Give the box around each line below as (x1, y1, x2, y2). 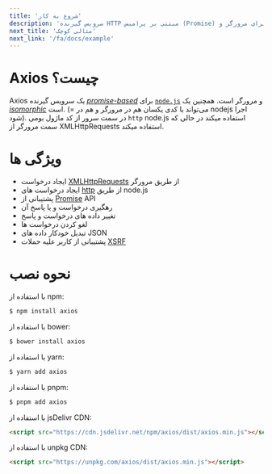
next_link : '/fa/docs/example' (9, 34, 115, 43)
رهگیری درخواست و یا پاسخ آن (20, 203, 113, 212)
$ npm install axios (9, 308, 79, 316)
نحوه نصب (9, 265, 71, 283)
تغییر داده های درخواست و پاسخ (20, 211, 116, 220)
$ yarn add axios (9, 367, 68, 375)
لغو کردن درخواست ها (20, 220, 88, 229)
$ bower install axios (9, 337, 86, 346)
